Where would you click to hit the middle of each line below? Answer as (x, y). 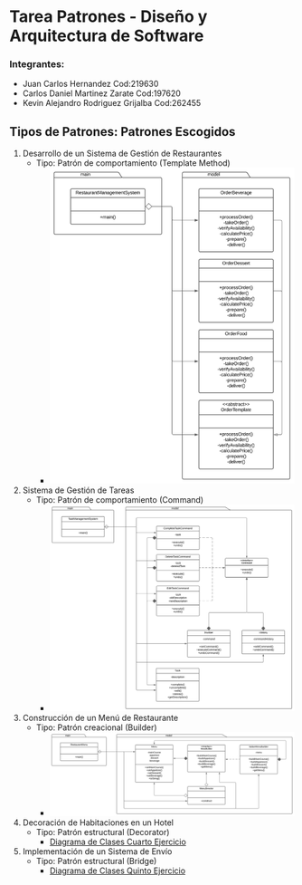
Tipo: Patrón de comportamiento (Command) (120, 499)
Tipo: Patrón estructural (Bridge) (96, 861)
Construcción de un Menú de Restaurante (100, 717)
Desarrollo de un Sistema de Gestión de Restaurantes (122, 154)
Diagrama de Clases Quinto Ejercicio (118, 871)
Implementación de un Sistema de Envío (97, 851)
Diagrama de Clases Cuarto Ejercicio (118, 842)
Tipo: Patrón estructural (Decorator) (103, 832)
